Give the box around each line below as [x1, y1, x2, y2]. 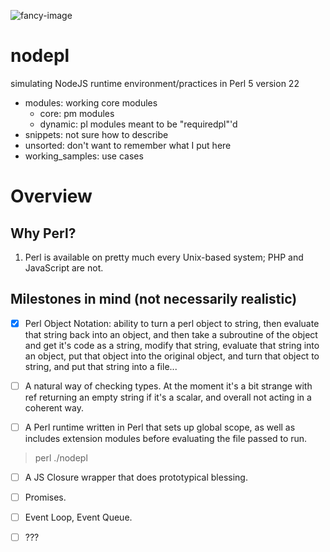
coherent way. [24, 401, 85, 414]
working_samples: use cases [24, 150, 144, 162]
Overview [10, 185, 93, 208]
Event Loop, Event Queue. [24, 511, 133, 524]
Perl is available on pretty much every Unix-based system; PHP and [24, 251, 304, 263]
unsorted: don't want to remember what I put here [24, 139, 232, 151]
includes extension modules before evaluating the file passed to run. [24, 432, 308, 444]
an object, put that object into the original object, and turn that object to [24, 350, 320, 362]
